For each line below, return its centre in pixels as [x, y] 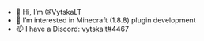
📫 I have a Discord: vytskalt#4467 [72, 29]
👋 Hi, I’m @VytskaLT [49, 12]
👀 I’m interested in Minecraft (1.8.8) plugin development [106, 20]
